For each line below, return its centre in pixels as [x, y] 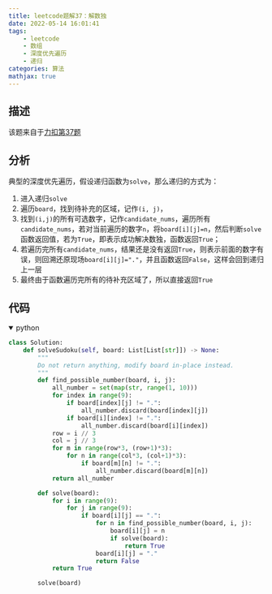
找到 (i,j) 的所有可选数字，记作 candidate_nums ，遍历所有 [115, 219]
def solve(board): [69, 493]
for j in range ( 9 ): [99, 508]
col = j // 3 [73, 441]
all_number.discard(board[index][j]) [145, 411]
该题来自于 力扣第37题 [45, 132]
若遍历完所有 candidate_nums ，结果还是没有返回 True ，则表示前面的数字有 [142, 249]
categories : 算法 [37, 69]
